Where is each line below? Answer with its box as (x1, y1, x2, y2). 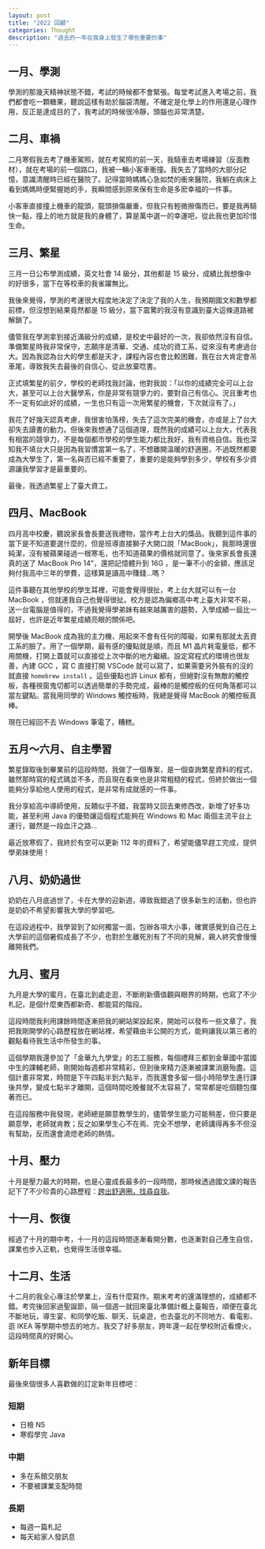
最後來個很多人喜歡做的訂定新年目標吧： (8, 1379, 140, 1389)
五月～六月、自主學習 (8, 742, 112, 756)
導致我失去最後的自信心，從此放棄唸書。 (28, 361, 160, 371)
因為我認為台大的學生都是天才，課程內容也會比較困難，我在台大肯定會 (21, 351, 250, 361)
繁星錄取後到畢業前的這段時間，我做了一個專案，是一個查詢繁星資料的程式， (8, 765, 257, 774)
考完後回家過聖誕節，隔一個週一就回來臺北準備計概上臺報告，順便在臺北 (21, 1302, 257, 1311)
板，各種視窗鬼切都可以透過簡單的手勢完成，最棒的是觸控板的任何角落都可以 (8, 681, 257, 690)
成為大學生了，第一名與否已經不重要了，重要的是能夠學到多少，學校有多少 (8, 454, 250, 463)
